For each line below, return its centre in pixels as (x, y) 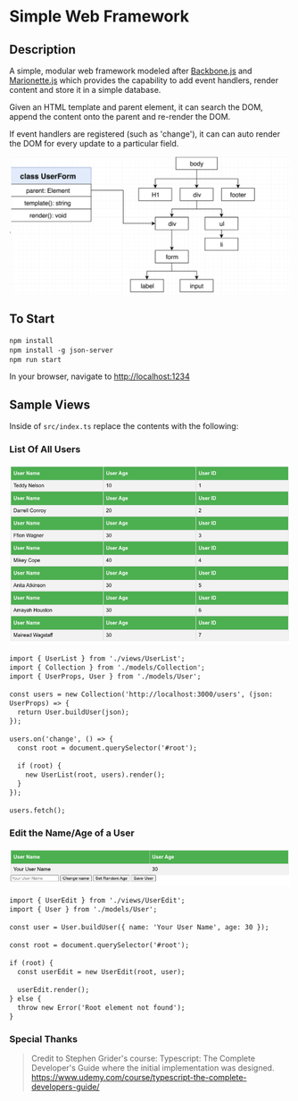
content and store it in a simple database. (85, 90)
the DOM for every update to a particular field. (94, 143)
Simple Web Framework (99, 17)
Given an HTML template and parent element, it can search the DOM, (136, 107)
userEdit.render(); (54, 990)
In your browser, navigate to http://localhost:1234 (99, 376)
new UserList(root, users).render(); (95, 775)
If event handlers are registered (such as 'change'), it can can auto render (145, 134)
